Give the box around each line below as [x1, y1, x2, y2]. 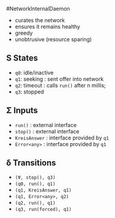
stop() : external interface [14, 128, 80, 135]
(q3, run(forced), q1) [14, 207, 72, 213]
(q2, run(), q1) [14, 200, 56, 206]
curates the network [14, 17, 65, 23]
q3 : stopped [14, 88, 44, 95]
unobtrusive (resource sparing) [14, 36, 92, 43]
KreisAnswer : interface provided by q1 [14, 134, 109, 141]
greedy [14, 29, 33, 37]
